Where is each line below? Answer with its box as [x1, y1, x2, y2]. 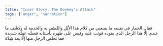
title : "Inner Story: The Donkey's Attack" [5, 7, 96, 12]
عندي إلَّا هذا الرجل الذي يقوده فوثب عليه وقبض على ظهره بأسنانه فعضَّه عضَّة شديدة [5, 30, 159, 36]
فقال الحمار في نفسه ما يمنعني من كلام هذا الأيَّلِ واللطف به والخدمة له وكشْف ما [5, 25, 153, 31]
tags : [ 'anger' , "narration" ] [5, 12, 67, 16]
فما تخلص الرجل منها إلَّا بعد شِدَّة [5, 35, 65, 41]
